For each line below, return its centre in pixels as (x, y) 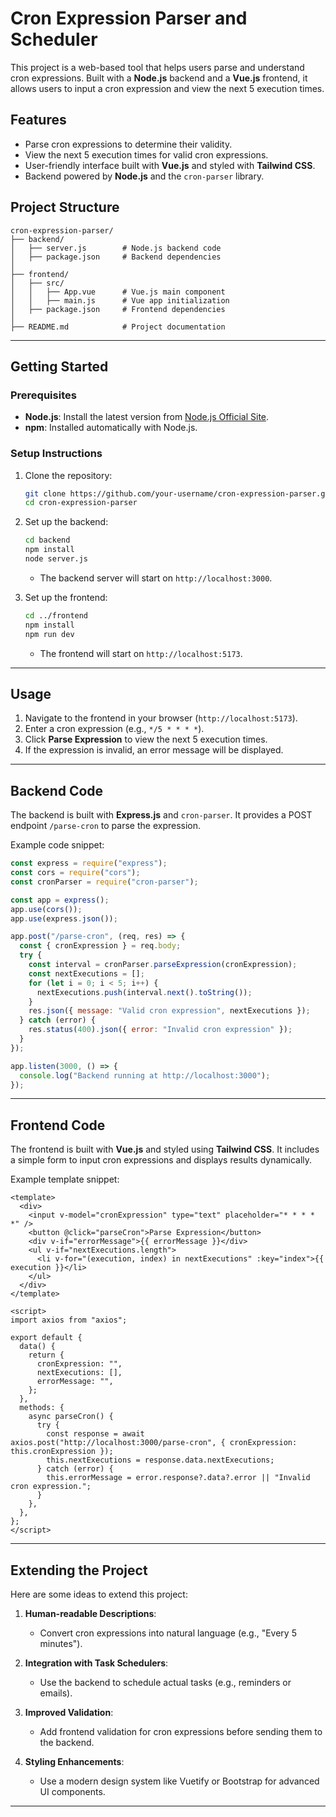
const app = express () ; (60, 900)
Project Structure (65, 207)
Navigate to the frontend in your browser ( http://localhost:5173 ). (161, 718)
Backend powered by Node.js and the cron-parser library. (144, 176)
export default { (46, 1338)
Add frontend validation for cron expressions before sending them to (181, 1732)
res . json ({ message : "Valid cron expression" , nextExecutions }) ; (169, 1011)
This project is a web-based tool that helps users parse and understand (157, 67)
